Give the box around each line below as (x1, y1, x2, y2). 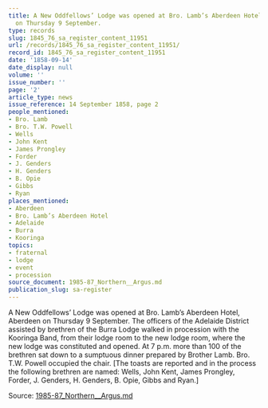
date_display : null (8, 64, 73, 72)
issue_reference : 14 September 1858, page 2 (8, 100, 159, 108)
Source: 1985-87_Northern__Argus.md (8, 391, 133, 400)
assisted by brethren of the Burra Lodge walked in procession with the (8, 324, 239, 334)
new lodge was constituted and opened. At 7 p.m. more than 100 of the (8, 342, 242, 351)
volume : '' (8, 71, 45, 79)
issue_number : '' (8, 78, 66, 86)
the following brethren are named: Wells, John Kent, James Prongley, (8, 367, 235, 376)
